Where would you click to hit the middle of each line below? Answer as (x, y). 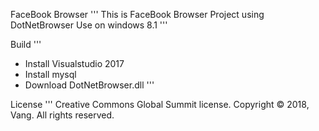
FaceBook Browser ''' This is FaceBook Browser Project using (137, 14)
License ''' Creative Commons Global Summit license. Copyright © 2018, (160, 104)
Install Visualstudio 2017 (74, 63)
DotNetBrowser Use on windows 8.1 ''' (89, 25)
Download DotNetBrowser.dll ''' (89, 85)
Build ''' (26, 44)
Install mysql (50, 74)
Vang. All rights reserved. (62, 115)
